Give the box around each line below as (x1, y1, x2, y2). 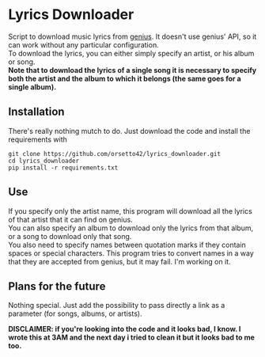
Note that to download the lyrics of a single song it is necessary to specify (8, 65, 257, 74)
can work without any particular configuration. (8, 40, 160, 49)
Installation (8, 105, 65, 119)
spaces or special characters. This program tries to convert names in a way (8, 248, 255, 258)
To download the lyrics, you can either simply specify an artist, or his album (8, 48, 255, 58)
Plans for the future (8, 279, 106, 293)
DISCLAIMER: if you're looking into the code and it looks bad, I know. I (8, 325, 241, 334)
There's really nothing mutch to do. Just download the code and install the (8, 126, 251, 135)
